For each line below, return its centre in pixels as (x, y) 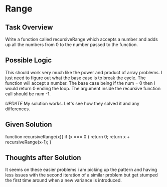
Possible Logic (29, 60)
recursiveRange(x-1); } (28, 142)
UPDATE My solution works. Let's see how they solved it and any (72, 103)
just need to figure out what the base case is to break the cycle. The (75, 78)
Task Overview (29, 27)
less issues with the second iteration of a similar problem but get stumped (81, 175)
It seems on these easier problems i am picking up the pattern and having (81, 170)
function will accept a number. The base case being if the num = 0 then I (80, 83)
